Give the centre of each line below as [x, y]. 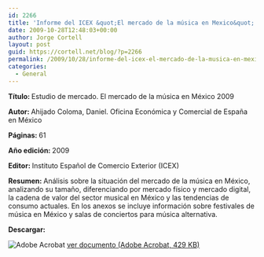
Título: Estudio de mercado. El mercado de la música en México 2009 [121, 96]
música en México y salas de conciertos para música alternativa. [113, 214]
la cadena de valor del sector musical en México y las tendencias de [119, 197]
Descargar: [27, 229]
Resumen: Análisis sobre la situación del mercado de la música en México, [129, 181]
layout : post [29, 45]
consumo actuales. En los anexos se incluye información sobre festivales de [132, 206]
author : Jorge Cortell [45, 37]
